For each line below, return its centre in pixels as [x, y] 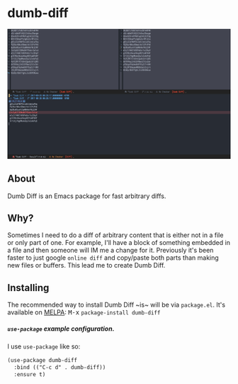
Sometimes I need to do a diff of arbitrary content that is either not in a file [115, 235]
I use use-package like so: [44, 346]
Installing [28, 288]
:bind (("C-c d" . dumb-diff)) [60, 368]
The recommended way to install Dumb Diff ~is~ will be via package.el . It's [116, 305]
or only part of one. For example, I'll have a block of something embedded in [119, 243]
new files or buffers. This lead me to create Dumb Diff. [86, 265]
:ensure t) [30, 375]
